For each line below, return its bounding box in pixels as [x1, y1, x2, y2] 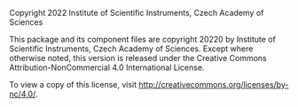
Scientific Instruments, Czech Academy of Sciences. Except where [9, 43, 254, 54]
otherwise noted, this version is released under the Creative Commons [9, 53, 268, 63]
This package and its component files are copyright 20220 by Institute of [9, 34, 277, 44]
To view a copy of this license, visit [9, 80, 137, 89]
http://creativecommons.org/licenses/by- [138, 80, 289, 89]
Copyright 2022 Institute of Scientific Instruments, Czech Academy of [9, 8, 264, 18]
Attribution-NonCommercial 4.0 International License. [9, 62, 205, 73]
